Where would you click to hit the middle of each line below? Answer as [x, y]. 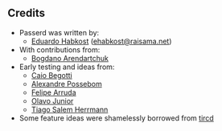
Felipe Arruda [54, 92]
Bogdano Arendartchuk [70, 58]
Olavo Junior [52, 100]
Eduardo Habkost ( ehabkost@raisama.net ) [101, 41]
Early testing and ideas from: [67, 67]
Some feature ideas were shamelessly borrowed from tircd [116, 118]
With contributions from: [60, 49]
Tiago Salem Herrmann [70, 109]
